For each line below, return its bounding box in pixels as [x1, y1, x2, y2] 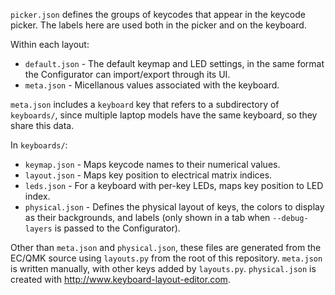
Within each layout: [10, 39, 90, 50]
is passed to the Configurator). [54, 222, 181, 234]
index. [24, 190, 51, 202]
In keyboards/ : [10, 139, 68, 151]
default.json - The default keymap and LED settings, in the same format [24, 58, 325, 69]
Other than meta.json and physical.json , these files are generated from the [10, 242, 322, 253]
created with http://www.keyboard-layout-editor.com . [10, 274, 231, 285]
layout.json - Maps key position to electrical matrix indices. [24, 169, 273, 181]
